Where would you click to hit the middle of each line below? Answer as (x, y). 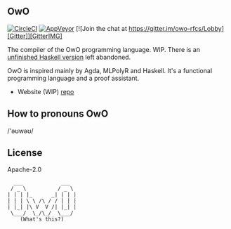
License (25, 153)
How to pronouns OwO (58, 114)
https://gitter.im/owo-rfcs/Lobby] (177, 28)
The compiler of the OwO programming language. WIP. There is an (104, 49)
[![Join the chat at (102, 28)
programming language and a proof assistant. (73, 78)
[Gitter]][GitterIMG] (35, 36)
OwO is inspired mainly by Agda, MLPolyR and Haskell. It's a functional (110, 70)
